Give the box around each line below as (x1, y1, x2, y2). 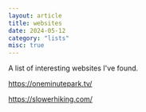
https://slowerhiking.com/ (8, 94, 93, 104)
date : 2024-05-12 (8, 26, 66, 34)
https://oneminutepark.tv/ (8, 79, 93, 89)
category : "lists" (8, 34, 69, 42)
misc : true (8, 42, 45, 50)
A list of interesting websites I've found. (8, 63, 139, 73)
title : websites (8, 19, 62, 27)
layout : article (8, 11, 62, 20)
